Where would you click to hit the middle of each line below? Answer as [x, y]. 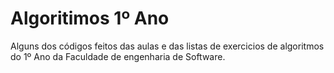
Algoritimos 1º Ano [90, 18]
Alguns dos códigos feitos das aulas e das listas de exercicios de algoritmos [167, 46]
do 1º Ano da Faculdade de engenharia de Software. [118, 56]
